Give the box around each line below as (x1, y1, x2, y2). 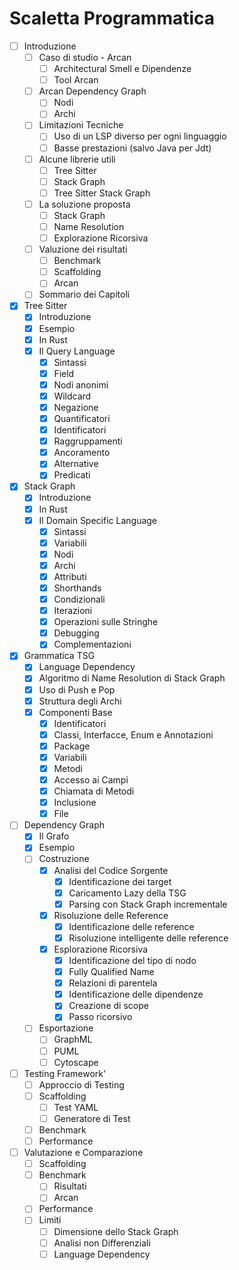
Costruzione (38, 853, 90, 865)
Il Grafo (38, 830, 70, 842)
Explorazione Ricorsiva (53, 232, 149, 244)
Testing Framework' (23, 1067, 107, 1079)
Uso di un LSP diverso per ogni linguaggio (53, 130, 227, 142)
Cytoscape (53, 1056, 99, 1068)
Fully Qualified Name (68, 966, 155, 978)
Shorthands (53, 582, 102, 594)
